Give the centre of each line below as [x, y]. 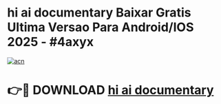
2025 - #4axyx [51, 42]
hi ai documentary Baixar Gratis [99, 13]
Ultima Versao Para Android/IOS [101, 27]
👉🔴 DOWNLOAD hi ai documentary [110, 90]
